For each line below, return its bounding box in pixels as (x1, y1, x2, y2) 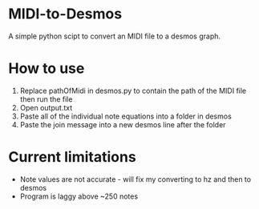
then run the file (19, 94, 73, 104)
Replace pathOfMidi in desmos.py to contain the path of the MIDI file (19, 86, 247, 95)
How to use (8, 59, 85, 78)
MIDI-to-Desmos (8, 5, 123, 23)
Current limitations (8, 148, 136, 167)
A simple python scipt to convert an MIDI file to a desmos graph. (8, 31, 221, 41)
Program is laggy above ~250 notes (19, 191, 139, 201)
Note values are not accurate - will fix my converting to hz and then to (19, 174, 251, 184)
